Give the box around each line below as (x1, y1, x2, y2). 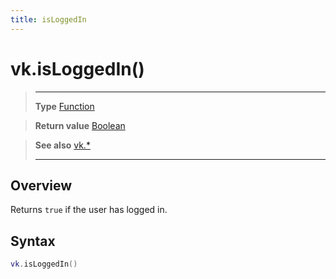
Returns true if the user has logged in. (10, 204, 168, 216)
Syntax (10, 232, 56, 250)
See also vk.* (34, 139, 91, 151)
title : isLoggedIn (10, 14, 87, 25)
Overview (10, 177, 73, 194)
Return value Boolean (34, 119, 126, 131)
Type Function (34, 100, 95, 112)
